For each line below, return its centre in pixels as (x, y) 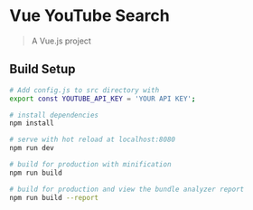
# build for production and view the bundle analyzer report (127, 189)
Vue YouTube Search (89, 16)
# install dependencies (54, 115)
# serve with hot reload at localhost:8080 (93, 140)
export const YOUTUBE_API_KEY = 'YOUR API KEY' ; (103, 99)
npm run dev (32, 148)
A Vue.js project (61, 41)
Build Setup (42, 69)
